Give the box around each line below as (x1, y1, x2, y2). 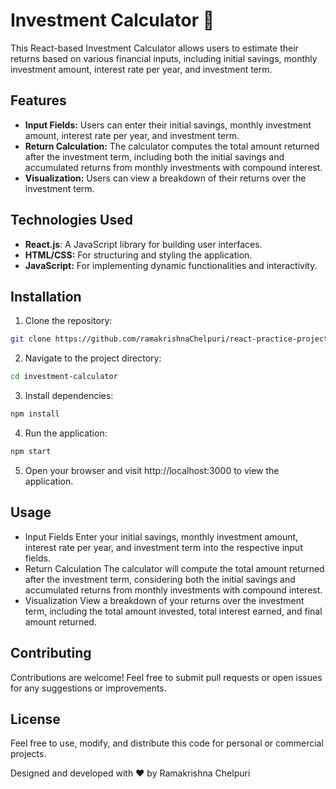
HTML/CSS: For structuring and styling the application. (24, 249, 253, 261)
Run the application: (24, 427, 108, 439)
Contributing (10, 645, 92, 662)
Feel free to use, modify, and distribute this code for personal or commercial (10, 737, 324, 749)
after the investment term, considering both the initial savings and (24, 573, 296, 585)
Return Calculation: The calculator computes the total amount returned (24, 140, 320, 152)
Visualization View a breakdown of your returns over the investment (24, 594, 305, 606)
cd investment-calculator (10, 372, 118, 382)
